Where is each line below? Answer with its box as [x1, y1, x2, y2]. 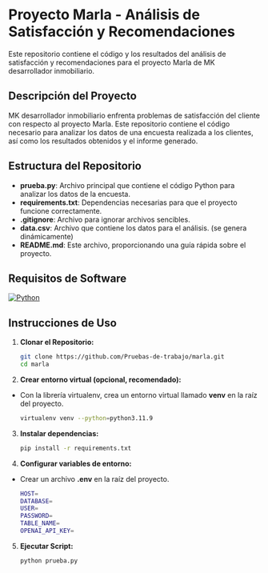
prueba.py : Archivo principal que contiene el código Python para [19, 180, 235, 190]
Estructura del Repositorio [8, 159, 142, 173]
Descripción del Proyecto [8, 90, 138, 103]
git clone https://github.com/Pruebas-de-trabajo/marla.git [19, 353, 225, 361]
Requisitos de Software [8, 271, 127, 285]
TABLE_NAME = [19, 519, 60, 527]
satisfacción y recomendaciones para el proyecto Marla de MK [8, 58, 215, 67]
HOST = [19, 490, 38, 498]
